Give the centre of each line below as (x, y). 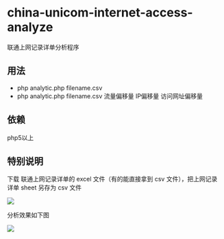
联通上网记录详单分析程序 (43, 47)
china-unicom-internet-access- (100, 13)
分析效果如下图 (28, 215)
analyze (30, 27)
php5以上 (21, 137)
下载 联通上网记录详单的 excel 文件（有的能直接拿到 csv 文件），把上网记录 (112, 179)
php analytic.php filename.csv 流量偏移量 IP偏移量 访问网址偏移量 (110, 96)
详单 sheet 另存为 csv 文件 (45, 187)
